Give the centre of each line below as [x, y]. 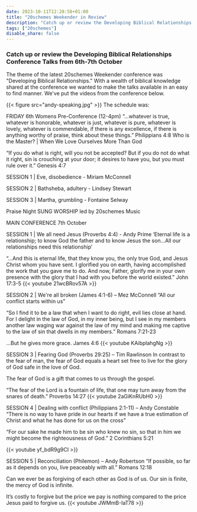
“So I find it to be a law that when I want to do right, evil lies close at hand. [96, 313]
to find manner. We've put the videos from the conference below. [85, 94]
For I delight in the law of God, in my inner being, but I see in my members [96, 319]
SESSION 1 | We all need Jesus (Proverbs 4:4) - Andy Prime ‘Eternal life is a [98, 234]
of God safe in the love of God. [43, 367]
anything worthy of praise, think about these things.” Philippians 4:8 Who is [98, 135]
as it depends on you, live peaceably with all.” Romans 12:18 [79, 468]
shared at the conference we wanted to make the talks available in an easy [97, 87]
